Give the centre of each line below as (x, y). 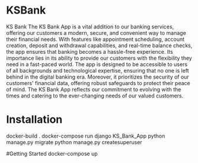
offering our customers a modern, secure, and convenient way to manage (96, 32)
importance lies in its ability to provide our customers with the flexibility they (99, 58)
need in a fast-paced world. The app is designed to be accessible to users (97, 64)
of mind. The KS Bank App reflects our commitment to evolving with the (94, 89)
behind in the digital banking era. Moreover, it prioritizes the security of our (98, 77)
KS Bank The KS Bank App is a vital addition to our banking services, (90, 27)
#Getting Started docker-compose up (52, 154)
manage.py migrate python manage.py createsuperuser (74, 142)
